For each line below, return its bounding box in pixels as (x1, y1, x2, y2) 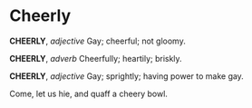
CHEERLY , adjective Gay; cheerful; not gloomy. (9, 35, 186, 46)
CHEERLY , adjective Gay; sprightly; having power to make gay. (9, 70, 245, 82)
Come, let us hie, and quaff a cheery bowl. (9, 88, 168, 99)
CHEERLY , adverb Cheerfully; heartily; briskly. (9, 53, 183, 64)
